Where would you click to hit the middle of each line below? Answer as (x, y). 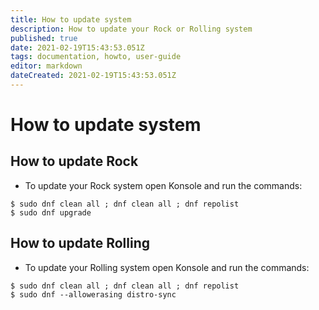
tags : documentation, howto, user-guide (96, 57)
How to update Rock (74, 161)
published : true (44, 38)
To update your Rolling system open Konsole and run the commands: (167, 267)
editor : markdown (46, 66)
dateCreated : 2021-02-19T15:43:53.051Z (93, 76)
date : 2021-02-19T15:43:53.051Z (77, 47)
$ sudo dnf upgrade (51, 212)
